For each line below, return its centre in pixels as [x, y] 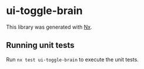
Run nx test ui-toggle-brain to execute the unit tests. [73, 59]
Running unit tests [40, 45]
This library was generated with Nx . [49, 27]
